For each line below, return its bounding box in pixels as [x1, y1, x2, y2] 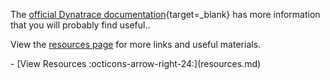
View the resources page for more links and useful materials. [10, 39, 262, 50]
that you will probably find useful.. [10, 19, 151, 31]
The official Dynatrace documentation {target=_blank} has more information [10, 9, 321, 20]
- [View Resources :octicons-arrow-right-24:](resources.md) [10, 58, 262, 69]
